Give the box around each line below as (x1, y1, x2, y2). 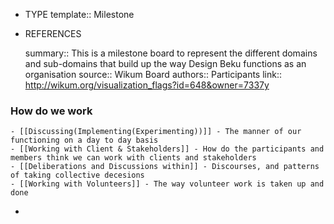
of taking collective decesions (10, 170, 145, 181)
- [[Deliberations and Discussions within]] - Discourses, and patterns (10, 162, 320, 172)
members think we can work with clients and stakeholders (10, 153, 257, 163)
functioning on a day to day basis (10, 135, 159, 146)
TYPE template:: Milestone (24, 9, 135, 20)
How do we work (10, 104, 93, 118)
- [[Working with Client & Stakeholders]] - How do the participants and (10, 144, 325, 154)
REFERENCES (24, 28, 82, 39)
